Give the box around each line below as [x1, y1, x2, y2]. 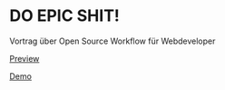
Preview [9, 53, 40, 64]
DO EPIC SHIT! [9, 5, 121, 26]
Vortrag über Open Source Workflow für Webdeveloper [9, 35, 216, 46]
